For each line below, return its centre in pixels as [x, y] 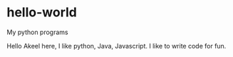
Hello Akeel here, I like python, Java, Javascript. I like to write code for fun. [116, 46]
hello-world [42, 12]
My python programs [37, 32]
